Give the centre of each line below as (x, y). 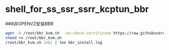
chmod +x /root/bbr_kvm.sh (33, 38)
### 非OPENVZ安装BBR (29, 23)
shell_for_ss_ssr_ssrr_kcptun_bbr (77, 9)
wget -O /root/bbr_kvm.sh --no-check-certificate (58, 33)
